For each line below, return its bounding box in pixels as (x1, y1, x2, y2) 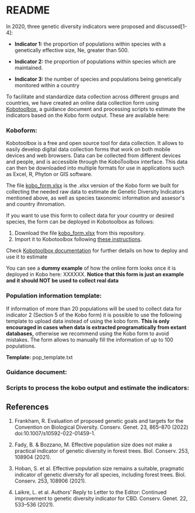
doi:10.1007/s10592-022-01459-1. (14, 430, 96, 437)
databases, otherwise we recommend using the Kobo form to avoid (6, 330, 169, 337)
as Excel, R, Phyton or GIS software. (6, 171, 93, 178)
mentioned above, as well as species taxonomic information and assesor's (6, 194, 185, 202)
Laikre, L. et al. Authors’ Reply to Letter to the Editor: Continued (14, 489, 167, 496)
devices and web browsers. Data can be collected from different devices (6, 152, 181, 159)
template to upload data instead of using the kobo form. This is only (6, 317, 170, 325)
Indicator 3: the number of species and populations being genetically (14, 75, 182, 82)
